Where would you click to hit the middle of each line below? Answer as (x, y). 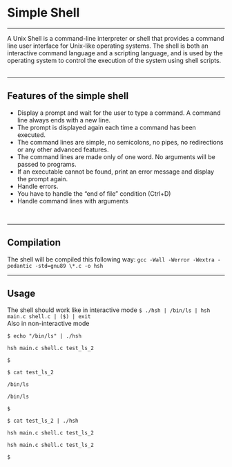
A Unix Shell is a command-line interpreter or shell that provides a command (116, 38)
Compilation (34, 242)
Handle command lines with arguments (73, 201)
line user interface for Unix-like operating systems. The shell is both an (108, 46)
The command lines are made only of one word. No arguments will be (116, 156)
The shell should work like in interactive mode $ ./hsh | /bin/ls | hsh (109, 310)
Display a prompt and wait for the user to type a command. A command (119, 113)
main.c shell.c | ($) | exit (49, 317)
